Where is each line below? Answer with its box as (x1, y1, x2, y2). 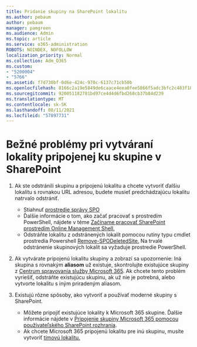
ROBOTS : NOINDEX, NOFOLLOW (6, 47, 72, 53)
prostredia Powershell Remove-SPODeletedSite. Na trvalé (23, 238, 163, 245)
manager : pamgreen (6, 25, 51, 31)
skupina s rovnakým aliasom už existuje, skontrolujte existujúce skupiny (14, 261, 189, 268)
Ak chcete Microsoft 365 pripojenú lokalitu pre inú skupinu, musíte (23, 328, 184, 335)
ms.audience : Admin (6, 31, 54, 36)
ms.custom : (6, 63, 33, 69)
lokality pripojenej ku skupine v (6, 151, 162, 164)
